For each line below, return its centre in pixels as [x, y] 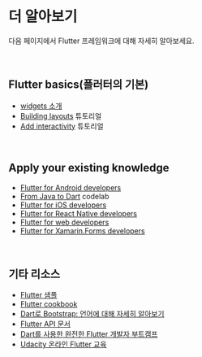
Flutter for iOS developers [63, 205]
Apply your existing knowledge [89, 168]
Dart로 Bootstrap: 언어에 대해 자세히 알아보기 [92, 314]
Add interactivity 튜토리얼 [62, 126]
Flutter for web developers [64, 222]
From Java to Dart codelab [64, 196]
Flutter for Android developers [71, 187]
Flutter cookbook [49, 304]
